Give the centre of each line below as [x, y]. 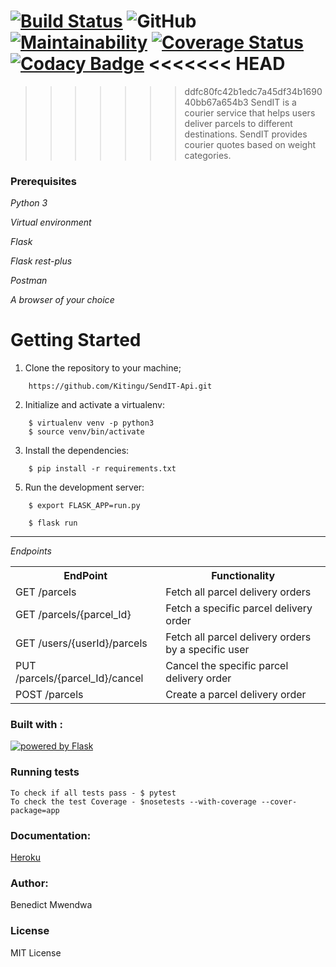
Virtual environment [51, 222]
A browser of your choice [62, 300]
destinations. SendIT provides [246, 134]
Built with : [36, 725]
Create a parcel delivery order [236, 695]
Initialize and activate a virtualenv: [94, 405]
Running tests [45, 772]
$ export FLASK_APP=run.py [84, 506]
